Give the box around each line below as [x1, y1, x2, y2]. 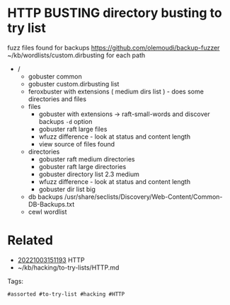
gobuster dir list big [38, 185, 96, 193]
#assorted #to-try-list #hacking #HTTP [7, 290, 125, 298]
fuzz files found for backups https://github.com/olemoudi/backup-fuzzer [7, 43, 220, 52]
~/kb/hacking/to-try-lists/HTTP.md [17, 263, 120, 272]
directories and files [28, 94, 87, 103]
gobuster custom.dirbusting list [28, 79, 120, 88]
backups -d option [38, 117, 93, 125]
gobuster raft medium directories [38, 154, 135, 163]
